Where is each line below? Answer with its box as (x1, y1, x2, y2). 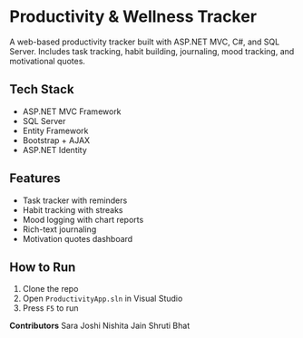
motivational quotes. (9, 55, 86, 66)
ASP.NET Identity (22, 144, 88, 155)
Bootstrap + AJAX (22, 134, 91, 146)
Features (9, 170, 61, 187)
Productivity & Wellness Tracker (9, 6, 257, 27)
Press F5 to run (22, 303, 79, 314)
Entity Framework (22, 125, 89, 136)
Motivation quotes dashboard (22, 233, 133, 244)
